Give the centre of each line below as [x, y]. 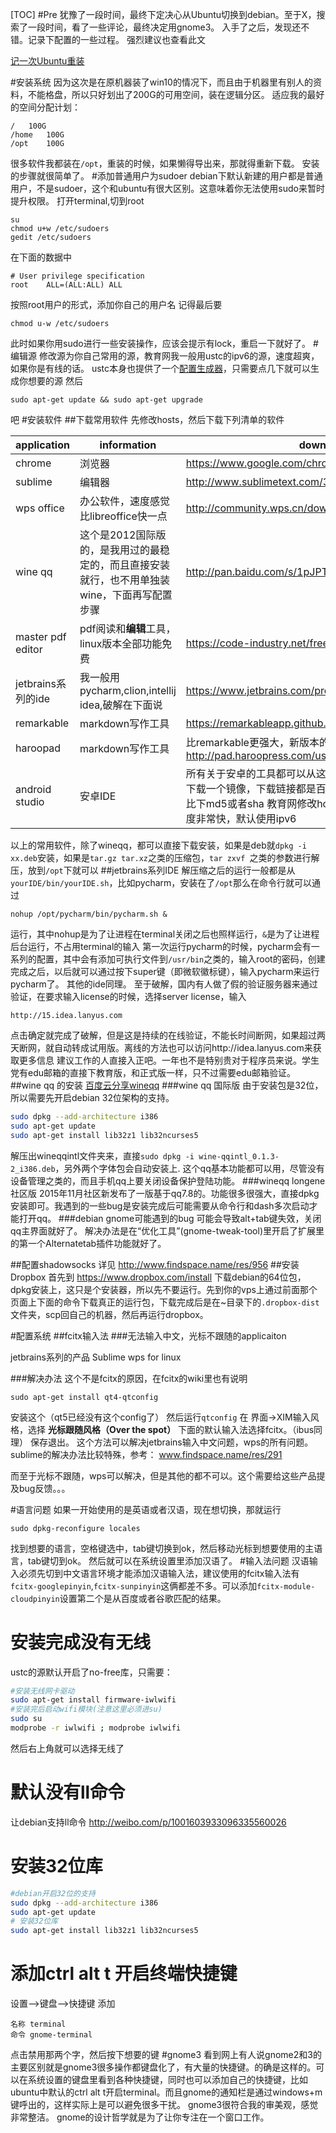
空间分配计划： [49, 107]
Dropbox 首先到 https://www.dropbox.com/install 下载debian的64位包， [158, 1277]
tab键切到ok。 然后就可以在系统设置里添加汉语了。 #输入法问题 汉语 [168, 1560]
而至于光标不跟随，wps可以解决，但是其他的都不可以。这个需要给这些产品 [163, 1475]
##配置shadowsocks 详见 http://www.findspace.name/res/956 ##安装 [155, 1264]
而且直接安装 [139, 565]
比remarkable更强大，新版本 [252, 742]
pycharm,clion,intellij [128, 690]
